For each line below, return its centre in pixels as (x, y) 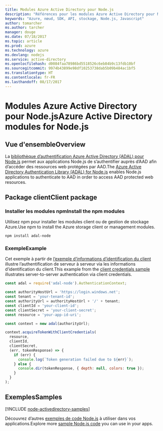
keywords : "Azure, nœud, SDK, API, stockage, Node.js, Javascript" (75, 18)
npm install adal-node (28, 236)
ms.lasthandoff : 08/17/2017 (33, 82)
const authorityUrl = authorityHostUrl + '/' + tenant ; (63, 301)
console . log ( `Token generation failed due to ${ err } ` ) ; (75, 359)
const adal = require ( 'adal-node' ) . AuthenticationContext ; (66, 283)
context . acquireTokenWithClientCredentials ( (51, 332)
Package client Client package (51, 198)
